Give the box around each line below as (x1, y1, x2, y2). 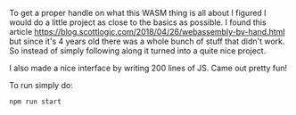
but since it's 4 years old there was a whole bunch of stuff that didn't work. (9, 36, 285, 46)
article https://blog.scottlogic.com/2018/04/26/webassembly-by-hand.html (9, 27, 285, 37)
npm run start (9, 97, 62, 106)
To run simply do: (9, 80, 73, 90)
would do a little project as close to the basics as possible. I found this (9, 17, 267, 28)
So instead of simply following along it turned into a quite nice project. (9, 45, 267, 56)
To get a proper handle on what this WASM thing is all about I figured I (9, 8, 267, 18)
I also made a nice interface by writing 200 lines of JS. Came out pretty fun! (9, 62, 288, 73)
